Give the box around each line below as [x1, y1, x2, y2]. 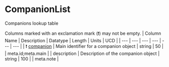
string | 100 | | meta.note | [5, 55, 59, 61]
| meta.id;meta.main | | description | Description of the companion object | [5, 50, 160, 56]
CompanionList [5, 4, 71, 15]
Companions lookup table [5, 20, 59, 26]
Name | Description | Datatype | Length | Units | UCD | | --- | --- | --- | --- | [5, 37, 161, 43]
